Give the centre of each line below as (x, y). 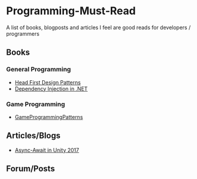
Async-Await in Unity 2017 (47, 150)
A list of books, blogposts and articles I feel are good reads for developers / (99, 27)
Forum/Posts (31, 169)
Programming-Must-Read (71, 11)
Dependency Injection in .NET (51, 89)
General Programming (39, 70)
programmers (23, 33)
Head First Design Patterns (48, 82)
